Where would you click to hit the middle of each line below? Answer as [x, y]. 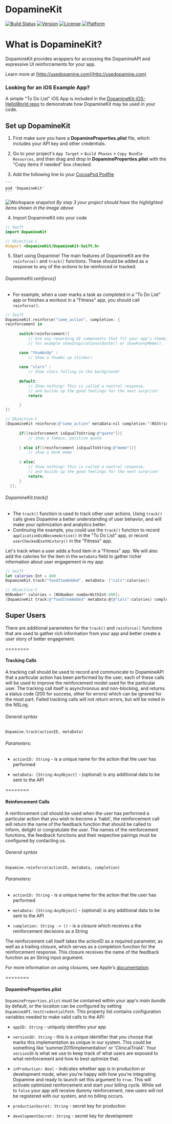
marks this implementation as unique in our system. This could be [82, 1042]
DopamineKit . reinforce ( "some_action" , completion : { [63, 320]
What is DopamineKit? [54, 44]
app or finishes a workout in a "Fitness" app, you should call [76, 300]
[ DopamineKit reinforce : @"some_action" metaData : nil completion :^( [79, 424]
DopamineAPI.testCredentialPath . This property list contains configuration [83, 1011]
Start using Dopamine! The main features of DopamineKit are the [81, 256]
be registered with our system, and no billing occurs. [68, 1096]
